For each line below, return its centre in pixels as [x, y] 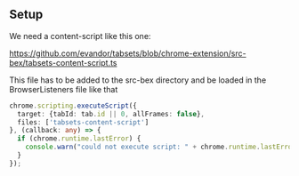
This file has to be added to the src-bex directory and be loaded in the [138, 80]
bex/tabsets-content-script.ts [63, 62]
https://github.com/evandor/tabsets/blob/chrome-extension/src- [128, 53]
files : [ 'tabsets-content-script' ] [83, 122]
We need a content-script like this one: [80, 36]
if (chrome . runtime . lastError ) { [79, 139]
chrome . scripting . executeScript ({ [73, 106]
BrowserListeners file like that [64, 89]
